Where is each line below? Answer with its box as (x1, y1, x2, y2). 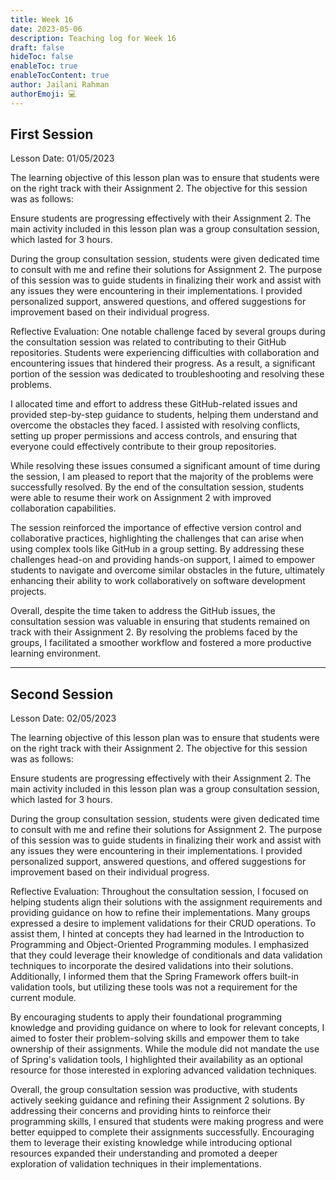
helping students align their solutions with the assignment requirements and (10, 896, 323, 908)
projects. (10, 586, 47, 598)
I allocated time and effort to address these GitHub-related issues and (10, 398, 298, 410)
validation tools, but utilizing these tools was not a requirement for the (10, 981, 298, 993)
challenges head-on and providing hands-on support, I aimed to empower (10, 554, 315, 566)
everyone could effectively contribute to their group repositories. (10, 441, 277, 453)
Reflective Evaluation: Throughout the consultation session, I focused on (10, 886, 309, 898)
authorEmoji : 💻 (10, 89, 77, 99)
